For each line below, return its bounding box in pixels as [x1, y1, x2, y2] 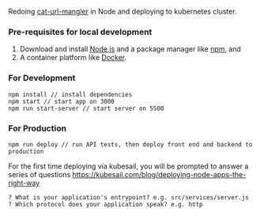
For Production [8, 123, 67, 134]
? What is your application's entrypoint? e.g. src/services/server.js [8, 193, 249, 201]
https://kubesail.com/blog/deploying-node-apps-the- [72, 169, 247, 179]
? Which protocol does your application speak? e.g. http [8, 200, 203, 208]
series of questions [8, 169, 71, 179]
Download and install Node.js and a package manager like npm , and [19, 44, 241, 54]
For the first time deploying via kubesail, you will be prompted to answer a [8, 161, 249, 171]
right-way [8, 178, 40, 188]
